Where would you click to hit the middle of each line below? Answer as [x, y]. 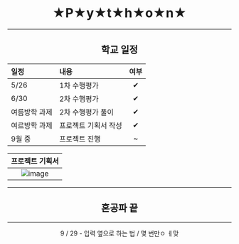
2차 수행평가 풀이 [86, 112]
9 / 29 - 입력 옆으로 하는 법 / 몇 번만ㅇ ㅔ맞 [119, 233]
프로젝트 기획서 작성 [91, 125]
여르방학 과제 [32, 125]
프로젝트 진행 [80, 139]
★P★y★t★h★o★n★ [119, 13]
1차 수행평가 [79, 85]
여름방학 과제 [32, 112]
